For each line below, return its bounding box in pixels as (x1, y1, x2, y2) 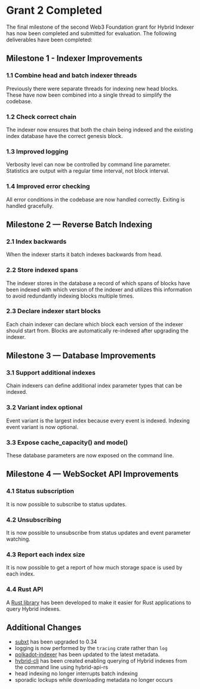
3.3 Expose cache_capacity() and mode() (6, 438, 128, 446)
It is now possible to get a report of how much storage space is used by (6, 564, 183, 571)
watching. (6, 535, 31, 543)
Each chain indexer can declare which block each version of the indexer (6, 320, 183, 327)
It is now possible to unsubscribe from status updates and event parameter (6, 529, 191, 537)
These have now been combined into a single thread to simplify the (6, 91, 172, 99)
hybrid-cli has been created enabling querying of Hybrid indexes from (14, 657, 187, 664)
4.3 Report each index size (6, 550, 85, 559)
